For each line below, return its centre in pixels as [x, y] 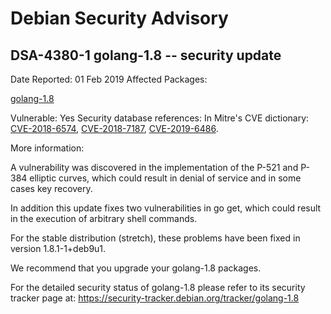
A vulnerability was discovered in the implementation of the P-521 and [154, 167]
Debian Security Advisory [119, 18]
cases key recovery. [51, 188]
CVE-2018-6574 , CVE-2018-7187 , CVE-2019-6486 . [114, 128]
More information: [47, 148]
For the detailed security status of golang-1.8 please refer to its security [158, 287]
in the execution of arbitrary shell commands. [104, 218]
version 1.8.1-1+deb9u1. [58, 248]
